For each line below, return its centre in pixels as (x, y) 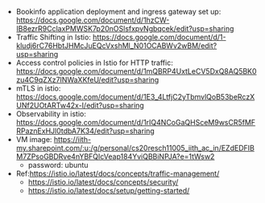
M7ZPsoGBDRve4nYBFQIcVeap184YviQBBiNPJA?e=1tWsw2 (115, 156)
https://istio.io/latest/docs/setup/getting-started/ (109, 191)
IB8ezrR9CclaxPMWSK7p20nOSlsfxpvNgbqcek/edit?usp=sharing (125, 28)
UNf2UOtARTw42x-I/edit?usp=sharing (80, 105)
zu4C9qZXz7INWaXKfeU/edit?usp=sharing (87, 80)
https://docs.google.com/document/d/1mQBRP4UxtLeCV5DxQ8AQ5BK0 (136, 71)
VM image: (34, 139)
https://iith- (72, 139)
